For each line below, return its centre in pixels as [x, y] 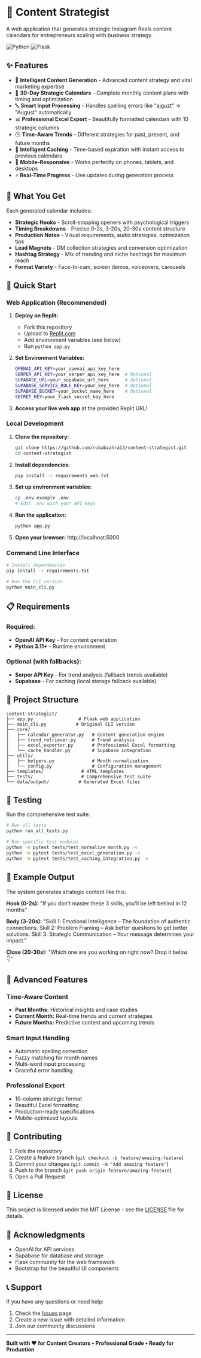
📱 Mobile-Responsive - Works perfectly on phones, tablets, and [94, 162]
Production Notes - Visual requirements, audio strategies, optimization [102, 235]
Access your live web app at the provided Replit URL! [81, 408]
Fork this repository [48, 327]
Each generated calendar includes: [49, 210]
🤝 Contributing [34, 1137]
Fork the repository [39, 1151]
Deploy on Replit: [36, 316]
